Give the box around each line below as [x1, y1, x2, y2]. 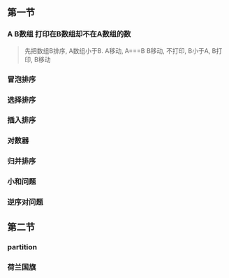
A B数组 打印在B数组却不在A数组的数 [7, 29, 131, 39]
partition [7, 242, 38, 252]
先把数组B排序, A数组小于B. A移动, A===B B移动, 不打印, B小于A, [24, 46, 211, 54]
